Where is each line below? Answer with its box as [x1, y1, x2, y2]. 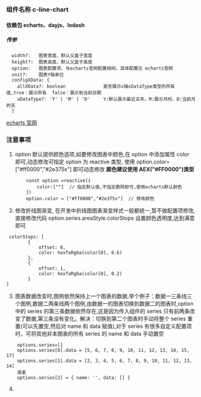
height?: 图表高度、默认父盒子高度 [11, 59, 93, 65]
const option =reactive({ [26, 177, 91, 184]
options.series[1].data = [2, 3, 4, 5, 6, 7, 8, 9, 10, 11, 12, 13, [17, 357, 193, 364]
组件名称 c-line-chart [6, 5, 69, 13]
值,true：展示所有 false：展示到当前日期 [6, 90, 102, 96]
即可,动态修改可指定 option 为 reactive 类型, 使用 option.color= [14, 158, 170, 165]
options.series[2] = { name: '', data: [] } [17, 374, 131, 381]
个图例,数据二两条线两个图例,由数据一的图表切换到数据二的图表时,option [14, 300, 194, 307]
